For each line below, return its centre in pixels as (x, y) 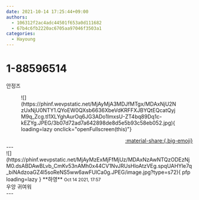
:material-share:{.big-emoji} (159, 141)
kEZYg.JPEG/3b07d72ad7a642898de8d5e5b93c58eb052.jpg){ (98, 123)
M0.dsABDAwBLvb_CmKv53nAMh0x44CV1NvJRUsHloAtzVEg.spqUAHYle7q (99, 166)
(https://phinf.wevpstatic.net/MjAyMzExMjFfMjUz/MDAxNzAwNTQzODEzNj (98, 159)
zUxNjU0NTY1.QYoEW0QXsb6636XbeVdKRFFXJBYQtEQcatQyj (98, 110)
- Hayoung (23, 39)
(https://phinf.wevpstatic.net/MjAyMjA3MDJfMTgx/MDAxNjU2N (99, 104)
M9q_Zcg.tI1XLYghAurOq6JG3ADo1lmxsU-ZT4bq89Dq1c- (92, 116)
